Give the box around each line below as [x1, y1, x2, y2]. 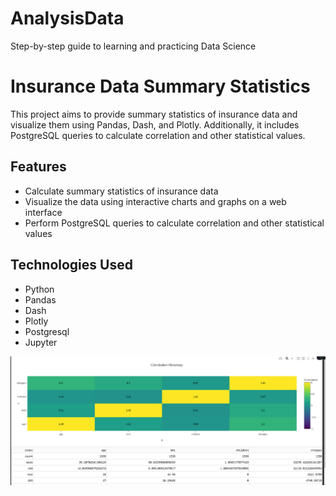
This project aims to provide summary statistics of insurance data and [10, 108, 298, 120]
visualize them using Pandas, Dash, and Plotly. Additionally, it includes [10, 118, 300, 131]
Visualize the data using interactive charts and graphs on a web [24, 195, 287, 207]
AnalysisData [10, 7, 125, 30]
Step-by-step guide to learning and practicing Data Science [10, 40, 257, 52]
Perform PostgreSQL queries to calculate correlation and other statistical [24, 217, 325, 229]
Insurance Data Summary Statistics [10, 75, 311, 98]
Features [10, 158, 67, 176]
